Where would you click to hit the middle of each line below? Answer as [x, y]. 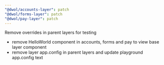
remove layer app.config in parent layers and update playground [77, 52]
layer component [29, 47]
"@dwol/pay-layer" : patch [31, 19]
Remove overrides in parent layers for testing [51, 33]
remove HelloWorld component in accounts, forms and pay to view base [85, 42]
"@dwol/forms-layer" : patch [34, 14]
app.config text [27, 58]
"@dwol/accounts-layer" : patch [37, 10]
